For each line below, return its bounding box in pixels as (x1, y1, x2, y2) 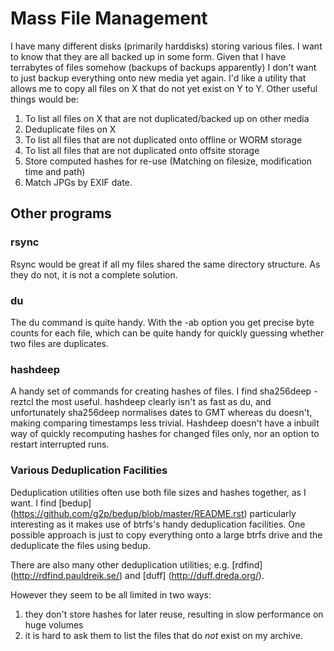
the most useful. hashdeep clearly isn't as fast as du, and (35, 396, 272, 408)
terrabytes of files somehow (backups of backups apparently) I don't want (10, 61, 317, 73)
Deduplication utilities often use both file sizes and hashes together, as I (10, 486, 307, 498)
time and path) (24, 165, 86, 177)
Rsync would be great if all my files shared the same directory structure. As (10, 258, 321, 270)
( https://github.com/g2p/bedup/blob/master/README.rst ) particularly (10, 507, 297, 519)
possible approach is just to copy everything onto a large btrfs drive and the (10, 528, 323, 541)
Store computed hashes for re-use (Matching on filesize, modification (24, 155, 312, 167)
